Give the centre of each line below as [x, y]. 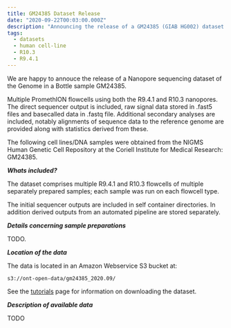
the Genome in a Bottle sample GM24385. [67, 86]
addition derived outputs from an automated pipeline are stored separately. [114, 212]
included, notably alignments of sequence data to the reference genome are [116, 121]
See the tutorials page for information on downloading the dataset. [102, 291]
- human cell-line [40, 46]
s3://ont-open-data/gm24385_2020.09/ [62, 278]
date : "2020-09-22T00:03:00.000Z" [57, 20]
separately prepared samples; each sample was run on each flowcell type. [113, 191]
